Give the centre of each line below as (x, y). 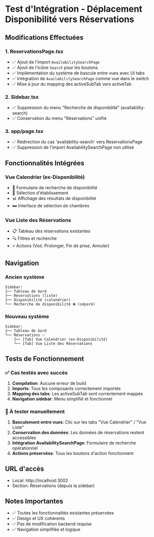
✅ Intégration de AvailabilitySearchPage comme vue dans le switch (81, 78)
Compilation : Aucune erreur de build (49, 383)
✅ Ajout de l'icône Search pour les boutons (55, 67)
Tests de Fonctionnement (45, 359)
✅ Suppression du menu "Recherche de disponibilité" (66, 108)
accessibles (24, 438)
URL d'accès (25, 469)
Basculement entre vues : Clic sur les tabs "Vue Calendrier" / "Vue (79, 422)
